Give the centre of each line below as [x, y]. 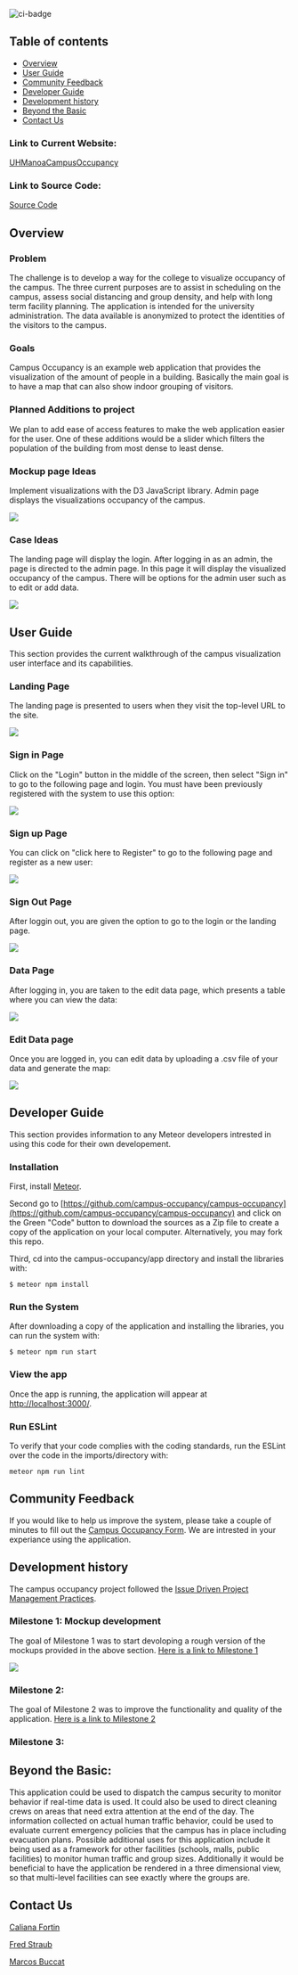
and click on [259, 1213]
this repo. [27, 1241]
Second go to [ [36, 1203]
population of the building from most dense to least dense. [117, 448]
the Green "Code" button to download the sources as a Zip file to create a [144, 1222]
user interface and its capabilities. [71, 663]
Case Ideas [34, 539]
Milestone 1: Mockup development [85, 1621]
